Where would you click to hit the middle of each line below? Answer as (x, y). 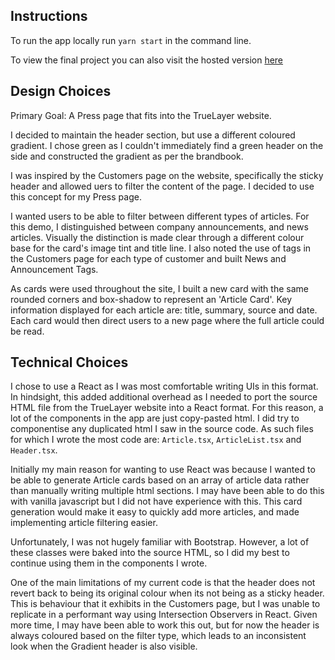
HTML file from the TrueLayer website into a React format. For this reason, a (167, 408)
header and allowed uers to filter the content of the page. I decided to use (162, 186)
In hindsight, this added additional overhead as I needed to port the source (164, 397)
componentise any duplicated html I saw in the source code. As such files (162, 429)
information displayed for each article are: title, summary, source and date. (164, 310)
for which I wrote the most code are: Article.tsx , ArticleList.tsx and (156, 440)
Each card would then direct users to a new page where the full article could (167, 320)
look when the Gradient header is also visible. (104, 646)
